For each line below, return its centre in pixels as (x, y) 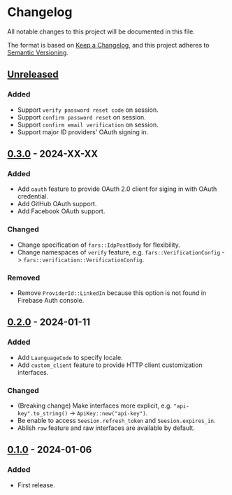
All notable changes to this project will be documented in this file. (101, 31)
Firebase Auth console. (51, 300)
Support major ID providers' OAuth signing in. (83, 132)
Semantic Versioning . (38, 52)
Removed (24, 278)
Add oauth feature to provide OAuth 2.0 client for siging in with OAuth (117, 189)
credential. (33, 196)
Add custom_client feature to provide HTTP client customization (110, 365)
